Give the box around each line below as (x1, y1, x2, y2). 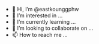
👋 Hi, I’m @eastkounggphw (11, 6, 79, 12)
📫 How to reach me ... (11, 32, 68, 38)
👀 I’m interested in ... (11, 12, 63, 19)
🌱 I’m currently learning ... (11, 18, 76, 25)
